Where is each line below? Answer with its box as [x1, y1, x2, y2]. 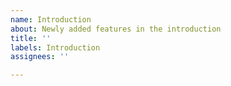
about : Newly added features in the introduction [10, 24, 222, 34]
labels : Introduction [10, 42, 101, 53]
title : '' [10, 33, 52, 43]
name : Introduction [10, 14, 92, 25]
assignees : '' [10, 52, 70, 62]
